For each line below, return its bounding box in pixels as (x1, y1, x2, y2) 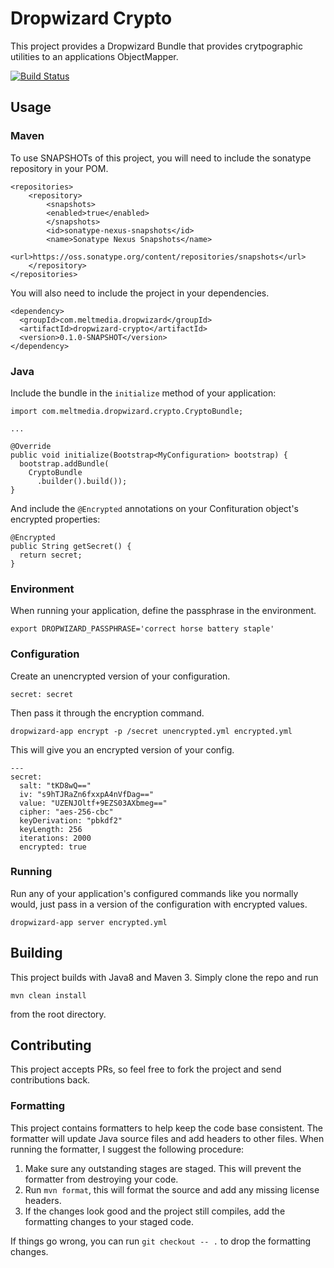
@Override (10, 441, 52, 451)
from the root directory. (10, 1008, 107, 1020)
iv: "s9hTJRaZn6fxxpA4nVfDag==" (19, 789, 155, 799)
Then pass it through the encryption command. (10, 707, 205, 719)
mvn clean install (10, 990, 87, 1001)
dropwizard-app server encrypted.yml (10, 917, 168, 927)
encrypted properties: (10, 513, 101, 525)
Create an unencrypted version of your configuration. (10, 670, 231, 682)
